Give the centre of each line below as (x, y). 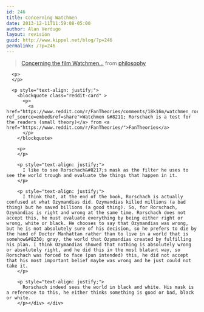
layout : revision (28, 35)
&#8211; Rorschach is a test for (149, 117)
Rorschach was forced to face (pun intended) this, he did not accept (97, 255)
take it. (17, 266)
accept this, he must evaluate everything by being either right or (95, 218)
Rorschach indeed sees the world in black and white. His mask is (108, 287)
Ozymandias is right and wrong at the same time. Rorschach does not (96, 213)
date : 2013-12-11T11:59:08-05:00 (49, 23)
